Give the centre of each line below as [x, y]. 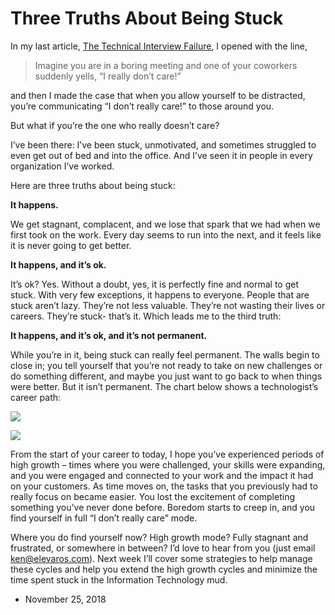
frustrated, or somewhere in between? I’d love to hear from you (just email [163, 548]
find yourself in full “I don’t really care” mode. [104, 518]
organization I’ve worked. [62, 166]
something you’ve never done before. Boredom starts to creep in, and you [163, 507]
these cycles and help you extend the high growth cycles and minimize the [164, 569]
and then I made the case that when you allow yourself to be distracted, [158, 95]
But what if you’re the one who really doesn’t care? [115, 125]
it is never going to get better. [71, 245]
